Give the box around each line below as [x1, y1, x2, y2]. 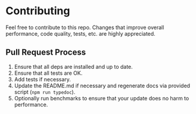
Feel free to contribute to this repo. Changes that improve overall [5, 24, 164, 31]
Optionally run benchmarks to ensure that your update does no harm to [14, 94, 189, 102]
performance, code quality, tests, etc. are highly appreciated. [5, 30, 155, 37]
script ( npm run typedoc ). [14, 88, 76, 96]
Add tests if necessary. [14, 75, 71, 83]
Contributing [5, 4, 70, 18]
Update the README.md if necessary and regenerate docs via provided [14, 82, 191, 89]
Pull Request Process [5, 47, 86, 58]
